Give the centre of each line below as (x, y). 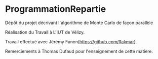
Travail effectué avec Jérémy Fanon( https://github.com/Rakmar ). (71, 42)
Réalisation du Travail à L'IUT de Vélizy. (45, 32)
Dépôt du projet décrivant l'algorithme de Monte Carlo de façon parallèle (79, 23)
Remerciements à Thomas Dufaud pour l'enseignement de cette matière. (79, 51)
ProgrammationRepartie (56, 9)
